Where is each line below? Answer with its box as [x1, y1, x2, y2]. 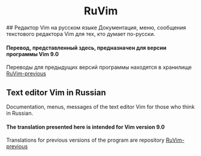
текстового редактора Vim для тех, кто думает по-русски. [6, 30, 155, 37]
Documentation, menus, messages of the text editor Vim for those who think [6, 103, 195, 110]
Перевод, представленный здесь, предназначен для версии [6, 44, 167, 51]
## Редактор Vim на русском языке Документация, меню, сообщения [6, 24, 187, 31]
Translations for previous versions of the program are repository [6, 136, 165, 144]
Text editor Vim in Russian [6, 87, 106, 97]
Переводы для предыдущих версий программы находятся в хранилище [6, 64, 192, 71]
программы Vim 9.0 [6, 50, 59, 57]
